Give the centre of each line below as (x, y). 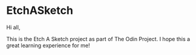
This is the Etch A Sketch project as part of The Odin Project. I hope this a (98, 39)
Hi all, (13, 27)
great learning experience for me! (48, 45)
